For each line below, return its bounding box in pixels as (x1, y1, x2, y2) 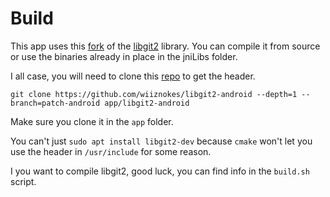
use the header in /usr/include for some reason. (10, 145, 212, 157)
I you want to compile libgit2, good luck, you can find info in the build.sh (10, 165, 310, 177)
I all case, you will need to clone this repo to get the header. (10, 70, 256, 82)
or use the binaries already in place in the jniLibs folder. (10, 50, 238, 62)
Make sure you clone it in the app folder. (10, 115, 174, 127)
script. (10, 175, 37, 187)
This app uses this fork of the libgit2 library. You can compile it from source (10, 40, 321, 52)
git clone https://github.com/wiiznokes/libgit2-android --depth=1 (10, 89, 298, 99)
